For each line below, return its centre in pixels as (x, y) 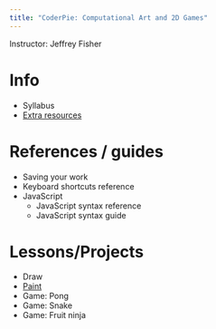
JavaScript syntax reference (89, 206)
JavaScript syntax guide (81, 215)
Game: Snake (47, 305)
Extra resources (52, 115)
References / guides (87, 151)
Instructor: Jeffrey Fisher (56, 44)
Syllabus (38, 105)
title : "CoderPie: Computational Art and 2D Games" (108, 18)
